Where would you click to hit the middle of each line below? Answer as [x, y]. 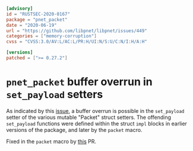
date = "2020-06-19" [32, 25]
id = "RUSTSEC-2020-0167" [38, 14]
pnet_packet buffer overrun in [79, 82]
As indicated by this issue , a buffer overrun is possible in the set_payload [95, 111]
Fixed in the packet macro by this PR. [51, 141]
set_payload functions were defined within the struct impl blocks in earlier [96, 123]
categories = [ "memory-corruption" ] [51, 36]
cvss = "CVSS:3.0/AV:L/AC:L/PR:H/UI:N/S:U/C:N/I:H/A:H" [77, 42]
